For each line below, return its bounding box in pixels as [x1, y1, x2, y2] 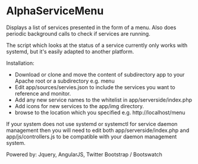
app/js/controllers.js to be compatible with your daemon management [6, 133, 177, 140]
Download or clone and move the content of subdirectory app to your [14, 71, 185, 78]
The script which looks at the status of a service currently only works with [6, 42, 188, 49]
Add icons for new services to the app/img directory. [14, 102, 144, 109]
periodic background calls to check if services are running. [6, 30, 150, 37]
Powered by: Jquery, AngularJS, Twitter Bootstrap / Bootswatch [6, 150, 162, 158]
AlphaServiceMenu [6, 4, 104, 18]
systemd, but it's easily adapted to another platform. [6, 48, 134, 55]
